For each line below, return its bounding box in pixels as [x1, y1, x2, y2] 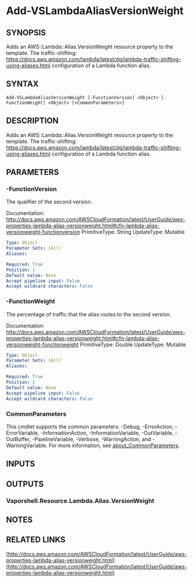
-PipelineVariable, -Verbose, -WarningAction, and [32, 435, 151, 442]
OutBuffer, [6, 435, 31, 442]
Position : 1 [6, 267, 35, 273]
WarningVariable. [6, 442, 48, 449]
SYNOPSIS [6, 28, 46, 38]
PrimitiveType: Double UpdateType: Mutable [80, 340, 187, 348]
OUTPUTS [6, 479, 44, 489]
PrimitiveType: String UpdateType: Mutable [81, 229, 185, 236]
